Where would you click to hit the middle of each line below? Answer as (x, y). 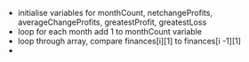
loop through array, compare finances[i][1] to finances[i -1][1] (129, 41)
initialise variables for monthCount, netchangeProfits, (115, 13)
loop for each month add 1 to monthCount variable (110, 31)
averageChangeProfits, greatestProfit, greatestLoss (112, 22)
